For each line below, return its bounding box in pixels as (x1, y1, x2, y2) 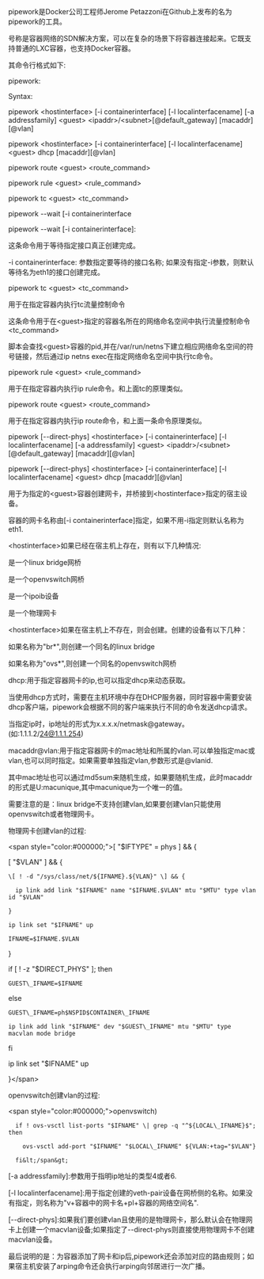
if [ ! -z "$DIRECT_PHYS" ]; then (8, 964, 113, 973)
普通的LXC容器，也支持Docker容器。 (14, 44, 136, 53)
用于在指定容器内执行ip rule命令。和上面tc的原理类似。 (8, 384, 187, 393)
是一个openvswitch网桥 (8, 575, 85, 584)
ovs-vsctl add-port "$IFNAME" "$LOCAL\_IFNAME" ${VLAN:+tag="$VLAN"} (22, 1143, 257, 1151)
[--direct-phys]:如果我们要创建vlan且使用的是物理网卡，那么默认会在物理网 (8, 1215, 253, 1224)
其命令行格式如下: (8, 60, 66, 70)
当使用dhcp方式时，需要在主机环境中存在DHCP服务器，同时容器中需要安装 (8, 693, 253, 701)
